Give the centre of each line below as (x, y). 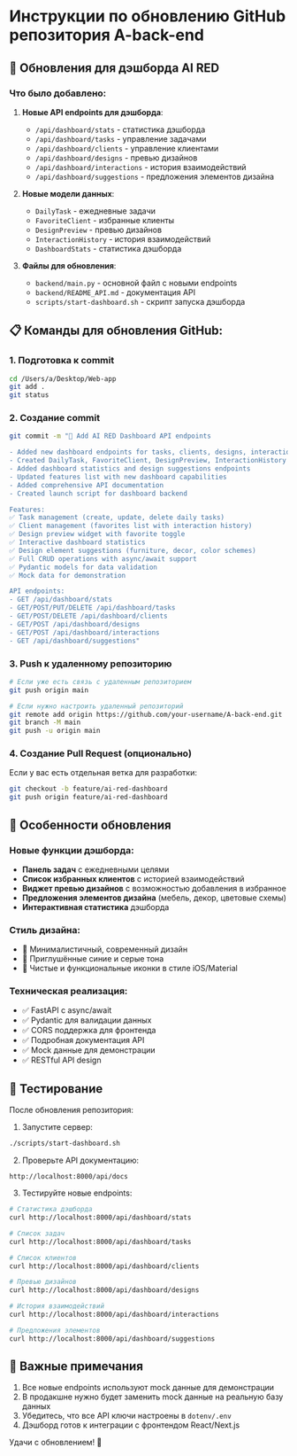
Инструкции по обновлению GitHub (148, 16)
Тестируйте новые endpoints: (77, 1193)
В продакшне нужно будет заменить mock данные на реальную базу (152, 1397)
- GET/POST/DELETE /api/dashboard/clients (88, 616)
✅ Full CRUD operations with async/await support (103, 559)
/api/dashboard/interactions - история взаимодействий (141, 167)
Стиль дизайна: (45, 930)
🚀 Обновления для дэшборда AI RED (114, 68)
